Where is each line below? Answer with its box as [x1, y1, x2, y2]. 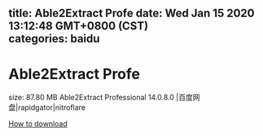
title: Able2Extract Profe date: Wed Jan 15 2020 [8, 7, 255, 20]
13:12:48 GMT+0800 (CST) [8, 20, 149, 33]
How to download [8, 119, 68, 129]
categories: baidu [8, 32, 100, 46]
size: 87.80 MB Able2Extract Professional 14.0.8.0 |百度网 [8, 93, 200, 103]
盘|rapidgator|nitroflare [8, 103, 86, 112]
